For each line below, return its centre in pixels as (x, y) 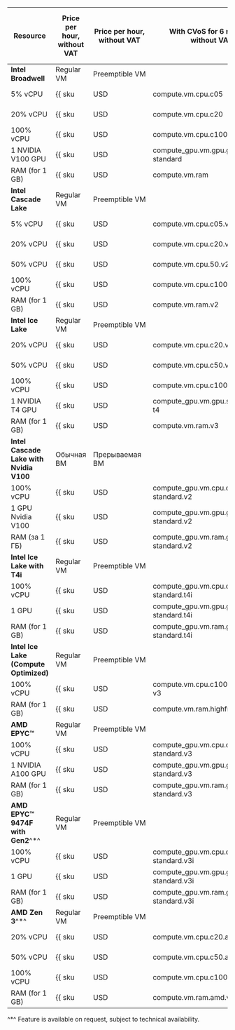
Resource (30, 36)
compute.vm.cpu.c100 (190, 134)
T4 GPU (24, 410)
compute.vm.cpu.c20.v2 (193, 244)
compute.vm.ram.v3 (186, 426)
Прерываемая (117, 454)
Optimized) (30, 673)
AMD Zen (27, 912)
